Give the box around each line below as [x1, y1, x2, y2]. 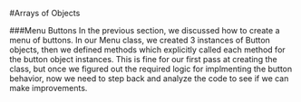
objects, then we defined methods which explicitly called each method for [9, 44, 286, 55]
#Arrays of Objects [9, 8, 81, 18]
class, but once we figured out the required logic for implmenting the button [9, 63, 293, 74]
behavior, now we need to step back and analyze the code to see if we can [9, 73, 289, 84]
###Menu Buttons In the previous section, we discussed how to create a [9, 25, 280, 35]
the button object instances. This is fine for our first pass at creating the [9, 54, 278, 64]
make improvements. [9, 83, 88, 93]
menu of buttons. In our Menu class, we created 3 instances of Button [9, 35, 270, 45]
